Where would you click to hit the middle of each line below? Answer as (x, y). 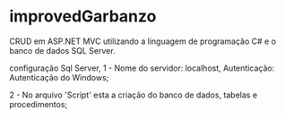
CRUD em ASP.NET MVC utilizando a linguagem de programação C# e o (142, 41)
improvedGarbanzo (83, 17)
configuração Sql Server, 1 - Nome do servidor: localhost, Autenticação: (142, 68)
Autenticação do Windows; (59, 77)
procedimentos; (39, 104)
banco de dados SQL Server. (62, 50)
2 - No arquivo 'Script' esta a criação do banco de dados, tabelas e (134, 95)
